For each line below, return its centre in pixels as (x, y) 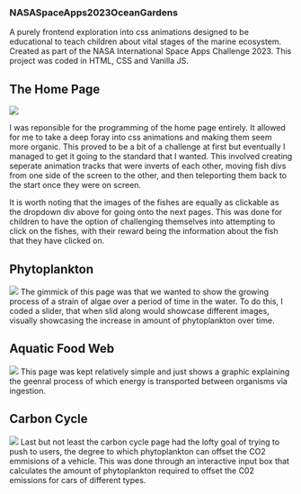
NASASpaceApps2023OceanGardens (93, 13)
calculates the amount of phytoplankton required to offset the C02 (132, 471)
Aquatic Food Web (62, 349)
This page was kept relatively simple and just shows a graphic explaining (155, 372)
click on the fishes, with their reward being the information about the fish (144, 231)
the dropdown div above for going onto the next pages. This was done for (146, 212)
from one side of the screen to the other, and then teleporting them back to (148, 175)
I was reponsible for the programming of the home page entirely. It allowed (147, 128)
